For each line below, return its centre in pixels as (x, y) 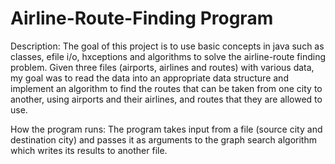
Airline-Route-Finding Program (142, 18)
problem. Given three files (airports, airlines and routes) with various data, (162, 67)
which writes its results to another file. (89, 150)
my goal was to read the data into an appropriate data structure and (149, 78)
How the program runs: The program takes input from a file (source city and (166, 129)
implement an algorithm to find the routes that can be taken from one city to (166, 88)
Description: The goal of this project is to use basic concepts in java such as (167, 46)
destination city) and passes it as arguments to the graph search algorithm (163, 139)
